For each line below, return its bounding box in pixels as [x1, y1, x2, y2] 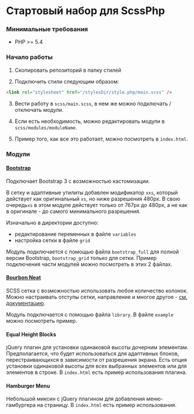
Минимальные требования [6, 25, 88, 34]
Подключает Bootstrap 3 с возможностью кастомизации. [6, 178, 150, 185]
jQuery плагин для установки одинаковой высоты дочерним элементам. [6, 344, 189, 351]
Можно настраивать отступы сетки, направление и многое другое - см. [6, 293, 188, 301]
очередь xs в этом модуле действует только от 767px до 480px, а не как [6, 201, 188, 208]
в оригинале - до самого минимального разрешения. [6, 208, 141, 215]
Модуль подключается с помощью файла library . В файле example [6, 310, 174, 318]
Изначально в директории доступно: [6, 219, 99, 226]
